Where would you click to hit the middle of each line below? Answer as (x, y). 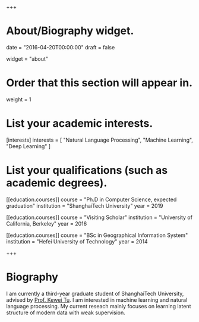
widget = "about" (27, 59)
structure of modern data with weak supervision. (66, 312)
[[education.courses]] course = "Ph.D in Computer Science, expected (91, 199)
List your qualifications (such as (87, 170)
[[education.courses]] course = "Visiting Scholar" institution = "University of (99, 217)
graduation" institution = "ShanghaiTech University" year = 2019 (85, 205)
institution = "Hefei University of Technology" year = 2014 (77, 241)
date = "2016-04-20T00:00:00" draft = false (61, 47)
